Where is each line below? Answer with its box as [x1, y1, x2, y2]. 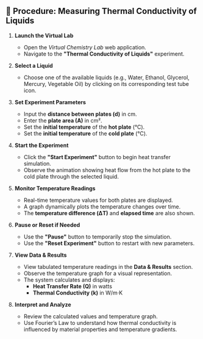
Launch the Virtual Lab [14, 32, 74, 39]
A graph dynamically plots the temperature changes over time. [23, 202, 181, 210]
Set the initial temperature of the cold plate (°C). [23, 129, 148, 137]
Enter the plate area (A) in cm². [23, 116, 102, 124]
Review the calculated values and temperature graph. [23, 312, 158, 320]
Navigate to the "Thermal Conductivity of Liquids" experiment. [23, 50, 185, 57]
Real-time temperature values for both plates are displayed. [23, 196, 173, 204]
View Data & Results [14, 251, 67, 259]
